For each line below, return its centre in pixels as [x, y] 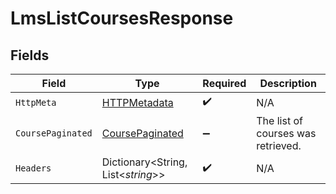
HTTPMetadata [137, 102]
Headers [33, 168]
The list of [279, 120]
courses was [286, 133]
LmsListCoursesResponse [122, 18]
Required [224, 83]
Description [288, 83]
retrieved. [279, 145]
